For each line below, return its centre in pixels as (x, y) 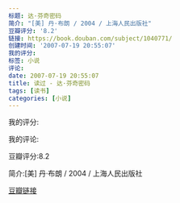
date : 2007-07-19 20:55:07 (54, 76)
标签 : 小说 (24, 61)
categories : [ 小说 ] (40, 98)
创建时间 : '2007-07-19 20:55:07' (62, 46)
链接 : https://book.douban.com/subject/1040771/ (90, 38)
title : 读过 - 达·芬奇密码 (49, 83)
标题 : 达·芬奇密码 (35, 16)
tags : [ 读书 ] (29, 91)
